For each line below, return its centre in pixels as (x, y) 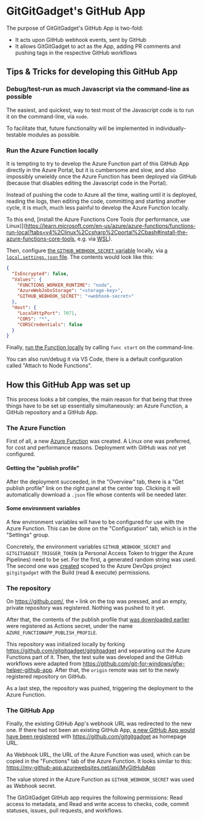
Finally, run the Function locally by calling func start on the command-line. (100, 347)
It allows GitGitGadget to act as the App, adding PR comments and (98, 46)
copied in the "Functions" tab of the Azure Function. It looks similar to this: (99, 761)
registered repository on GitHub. (47, 677)
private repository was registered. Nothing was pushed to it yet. (86, 608)
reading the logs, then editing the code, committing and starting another (96, 201)
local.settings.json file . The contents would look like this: (80, 257)
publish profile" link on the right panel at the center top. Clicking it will (93, 488)
